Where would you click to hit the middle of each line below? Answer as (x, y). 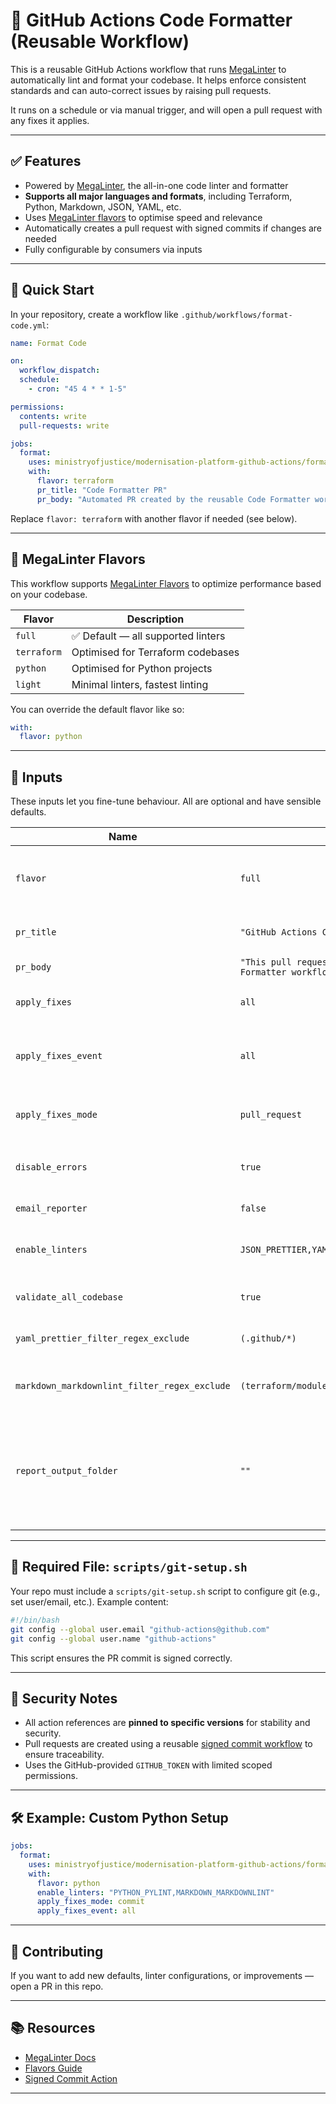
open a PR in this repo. (57, 1986)
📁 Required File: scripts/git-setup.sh (129, 1567)
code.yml (28, 325)
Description (155, 619)
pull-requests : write (64, 425)
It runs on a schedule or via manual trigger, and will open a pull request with (166, 110)
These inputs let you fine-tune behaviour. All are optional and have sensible (166, 801)
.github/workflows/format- (236, 315)
